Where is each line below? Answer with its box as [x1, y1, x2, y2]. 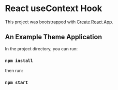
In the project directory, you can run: [5, 45, 78, 51]
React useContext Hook [5, 3, 103, 14]
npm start [5, 79, 28, 85]
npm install [5, 58, 33, 63]
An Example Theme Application [5, 33, 103, 41]
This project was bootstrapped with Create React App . [5, 19, 114, 25]
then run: [5, 68, 23, 74]
